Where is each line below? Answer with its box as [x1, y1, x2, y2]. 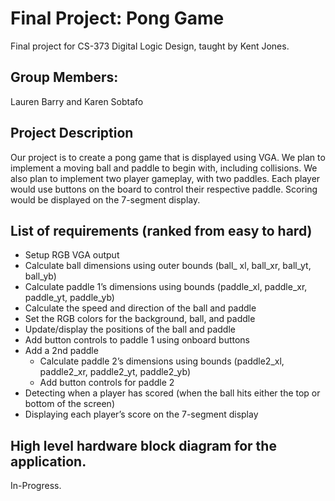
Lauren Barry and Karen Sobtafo [10, 95, 144, 107]
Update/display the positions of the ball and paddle [24, 323, 236, 336]
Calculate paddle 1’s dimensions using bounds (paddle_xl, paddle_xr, [24, 281, 308, 293]
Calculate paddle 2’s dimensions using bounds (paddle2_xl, [39, 355, 285, 367]
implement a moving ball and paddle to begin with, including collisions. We [10, 162, 318, 174]
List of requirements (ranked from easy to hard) [10, 222, 313, 239]
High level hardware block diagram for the [10, 437, 277, 454]
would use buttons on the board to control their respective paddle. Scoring [10, 183, 318, 195]
